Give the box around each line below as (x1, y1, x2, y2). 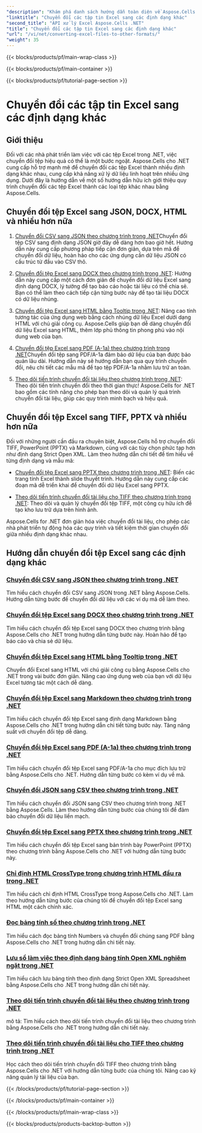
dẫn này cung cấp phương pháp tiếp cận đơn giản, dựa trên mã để (14, 245, 180, 252)
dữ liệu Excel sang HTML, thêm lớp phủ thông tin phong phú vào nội (14, 326, 185, 333)
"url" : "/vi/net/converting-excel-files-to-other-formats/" (6, 31, 161, 37)
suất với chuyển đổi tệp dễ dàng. (6, 728, 88, 736)
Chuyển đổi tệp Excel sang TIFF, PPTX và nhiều (6, 412, 187, 423)
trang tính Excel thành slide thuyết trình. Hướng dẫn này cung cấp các (14, 475, 189, 482)
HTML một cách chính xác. (6, 904, 74, 911)
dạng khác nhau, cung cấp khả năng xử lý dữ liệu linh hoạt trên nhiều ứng (6, 170, 189, 177)
